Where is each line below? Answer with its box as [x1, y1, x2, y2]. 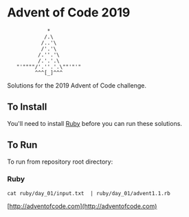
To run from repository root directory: [7, 157, 113, 166]
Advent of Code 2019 [7, 5, 131, 21]
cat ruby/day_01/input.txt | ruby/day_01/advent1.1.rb [7, 190, 170, 196]
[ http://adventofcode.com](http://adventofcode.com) [7, 202, 157, 210]
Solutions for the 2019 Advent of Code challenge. [7, 81, 146, 90]
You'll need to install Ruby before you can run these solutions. [7, 119, 182, 127]
